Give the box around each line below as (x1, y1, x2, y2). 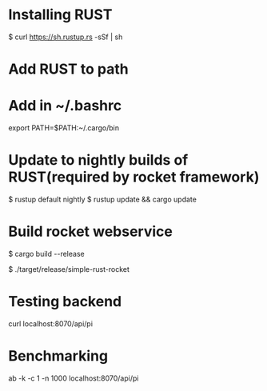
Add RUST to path (8, 60, 130, 78)
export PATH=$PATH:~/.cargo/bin (8, 123, 120, 133)
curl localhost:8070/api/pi (8, 318, 94, 329)
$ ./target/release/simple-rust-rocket (8, 264, 130, 273)
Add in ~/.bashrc (8, 97, 122, 115)
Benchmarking (8, 347, 109, 365)
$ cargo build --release (8, 249, 86, 258)
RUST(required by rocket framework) (8, 168, 260, 186)
